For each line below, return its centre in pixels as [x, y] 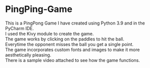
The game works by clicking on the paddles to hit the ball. [65, 39]
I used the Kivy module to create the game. [49, 33]
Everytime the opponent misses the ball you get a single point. [69, 44]
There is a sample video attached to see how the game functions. [72, 60]
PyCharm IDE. [19, 28]
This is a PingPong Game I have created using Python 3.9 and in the [75, 23]
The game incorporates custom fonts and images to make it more [72, 49]
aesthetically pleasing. [28, 55]
